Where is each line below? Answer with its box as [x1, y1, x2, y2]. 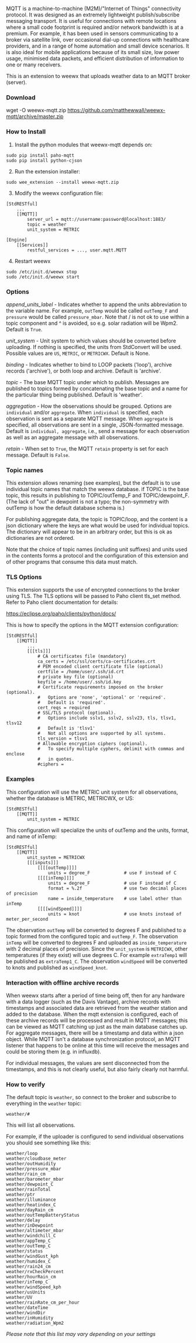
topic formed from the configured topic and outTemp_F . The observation [6, 932, 178, 939]
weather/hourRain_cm [6, 1274, 57, 1280]
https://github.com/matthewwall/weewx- [67, 107, 166, 114]
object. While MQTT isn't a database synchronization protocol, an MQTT [6, 1036, 181, 1043]
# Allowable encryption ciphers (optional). [37, 741, 148, 747]
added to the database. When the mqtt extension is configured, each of [6, 1010, 178, 1018]
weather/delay [6, 1217, 41, 1224]
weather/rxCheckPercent [6, 1269, 64, 1275]
